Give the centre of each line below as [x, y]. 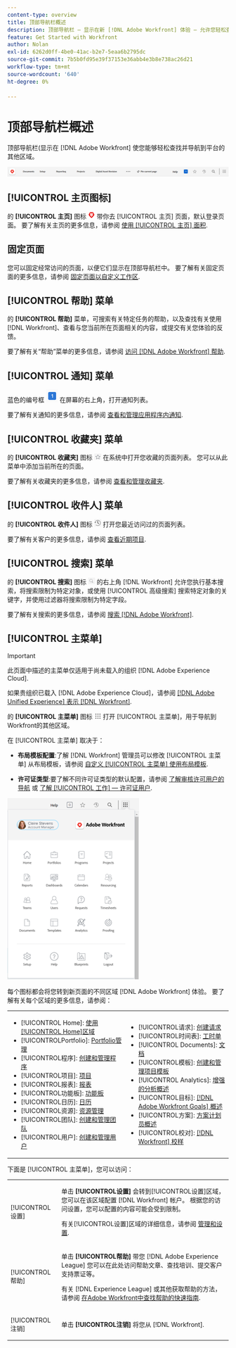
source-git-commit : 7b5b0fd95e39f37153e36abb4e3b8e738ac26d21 [100, 60]
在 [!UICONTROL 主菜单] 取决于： [56, 741]
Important [21, 656]
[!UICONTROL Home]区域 [58, 1032]
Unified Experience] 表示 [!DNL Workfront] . [70, 702]
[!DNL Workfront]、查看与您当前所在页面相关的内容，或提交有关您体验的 [112, 328]
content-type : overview [42, 15]
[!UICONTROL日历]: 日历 [56, 1102]
